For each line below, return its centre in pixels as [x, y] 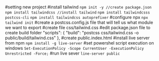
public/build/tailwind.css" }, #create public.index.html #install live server [77, 38]
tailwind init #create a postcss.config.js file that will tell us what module [79, 22]
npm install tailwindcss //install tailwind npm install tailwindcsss [78, 13]
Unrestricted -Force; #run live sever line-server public [62, 53]
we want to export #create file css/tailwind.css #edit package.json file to [78, 28]
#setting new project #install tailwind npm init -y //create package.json [78, 7]
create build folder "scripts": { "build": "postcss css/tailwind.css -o [72, 33]
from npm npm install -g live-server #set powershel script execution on [79, 43]
